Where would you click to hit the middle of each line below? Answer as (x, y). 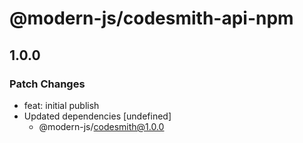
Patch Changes (47, 84)
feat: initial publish (61, 105)
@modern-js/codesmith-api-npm (151, 18)
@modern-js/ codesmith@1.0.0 (101, 126)
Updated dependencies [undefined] (97, 116)
